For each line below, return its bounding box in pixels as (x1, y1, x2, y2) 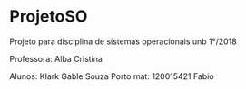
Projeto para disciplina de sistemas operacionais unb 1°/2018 (9, 36, 238, 47)
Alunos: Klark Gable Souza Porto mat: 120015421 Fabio (9, 70, 215, 82)
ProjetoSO (9, 6, 88, 27)
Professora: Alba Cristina (9, 53, 103, 64)
